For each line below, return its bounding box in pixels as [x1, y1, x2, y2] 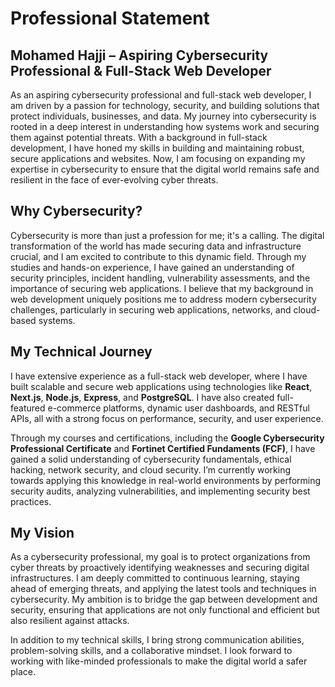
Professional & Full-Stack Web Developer [10, 62, 272, 79]
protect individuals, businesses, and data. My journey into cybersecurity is [10, 110, 317, 122]
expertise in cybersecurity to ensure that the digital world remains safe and [10, 163, 320, 175]
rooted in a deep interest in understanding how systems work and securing [10, 121, 320, 132]
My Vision [10, 525, 75, 542]
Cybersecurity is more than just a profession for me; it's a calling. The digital [10, 229, 325, 241]
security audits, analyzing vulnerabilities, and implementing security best [10, 485, 311, 497]
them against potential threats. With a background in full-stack [10, 132, 268, 143]
